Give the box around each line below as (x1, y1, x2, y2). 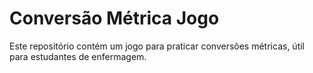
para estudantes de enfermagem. (9, 50, 147, 62)
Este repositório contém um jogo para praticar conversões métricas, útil (9, 40, 305, 52)
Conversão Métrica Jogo (9, 7, 220, 30)
